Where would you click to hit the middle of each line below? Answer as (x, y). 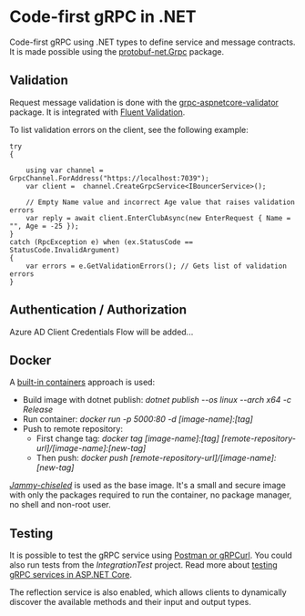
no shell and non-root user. (60, 505)
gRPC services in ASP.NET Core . (71, 575)
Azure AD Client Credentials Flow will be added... (102, 332)
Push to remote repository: (72, 429)
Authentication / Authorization (98, 310)
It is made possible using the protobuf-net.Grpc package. (117, 51)
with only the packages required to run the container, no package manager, (151, 495)
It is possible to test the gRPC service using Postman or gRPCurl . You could (151, 555)
